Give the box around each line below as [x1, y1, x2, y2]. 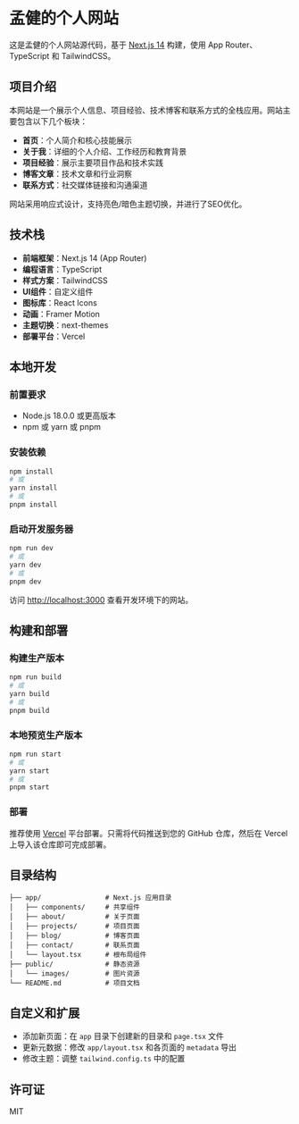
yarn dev [9, 560, 42, 569]
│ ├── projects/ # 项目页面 [9, 922, 140, 931]
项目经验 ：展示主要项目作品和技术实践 [21, 157, 163, 168]
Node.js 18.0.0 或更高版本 [21, 410, 116, 421]
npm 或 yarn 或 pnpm [21, 422, 101, 432]
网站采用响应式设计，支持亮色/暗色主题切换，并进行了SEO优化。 [9, 198, 247, 209]
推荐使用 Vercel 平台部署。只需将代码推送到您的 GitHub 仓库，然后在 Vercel [9, 827, 288, 838]
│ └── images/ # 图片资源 [9, 969, 140, 978]
